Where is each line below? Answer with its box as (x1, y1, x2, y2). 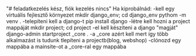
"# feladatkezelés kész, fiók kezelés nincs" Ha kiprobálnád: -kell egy (6, 5, 175, 12)
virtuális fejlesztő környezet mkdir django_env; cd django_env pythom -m (6, 11, 186, 18)
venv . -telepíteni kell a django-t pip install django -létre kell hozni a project (6, 18, 190, 24)
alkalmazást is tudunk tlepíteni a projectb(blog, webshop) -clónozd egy (6, 37, 181, 43)
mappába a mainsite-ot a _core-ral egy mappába (6, 43, 127, 50)
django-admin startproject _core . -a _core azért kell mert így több (6, 30, 169, 38)
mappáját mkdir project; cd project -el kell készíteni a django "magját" (6, 24, 178, 31)
